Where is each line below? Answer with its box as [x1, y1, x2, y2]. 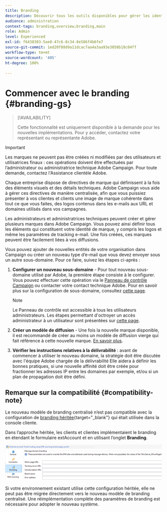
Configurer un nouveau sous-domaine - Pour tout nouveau [12, 266, 136, 273]
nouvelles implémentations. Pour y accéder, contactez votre [17, 130, 141, 136]
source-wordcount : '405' [5, 55, 57, 60]
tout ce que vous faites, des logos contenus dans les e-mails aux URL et [5, 201, 153, 207]
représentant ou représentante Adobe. [17, 135, 96, 141]
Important [5, 145, 25, 151]
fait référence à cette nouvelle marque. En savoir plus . [12, 338, 123, 344]
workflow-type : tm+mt [5, 50, 50, 55]
